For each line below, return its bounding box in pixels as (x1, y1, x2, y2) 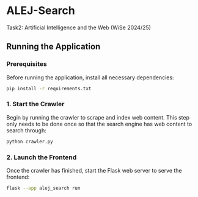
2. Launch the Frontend (6, 153, 77, 162)
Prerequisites (6, 60, 47, 68)
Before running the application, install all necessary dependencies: (6, 74, 174, 81)
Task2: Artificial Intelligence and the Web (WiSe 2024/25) (6, 24, 152, 31)
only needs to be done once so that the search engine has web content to (6, 120, 193, 127)
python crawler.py (6, 138, 53, 145)
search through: (6, 126, 47, 134)
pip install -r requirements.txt (6, 85, 92, 91)
